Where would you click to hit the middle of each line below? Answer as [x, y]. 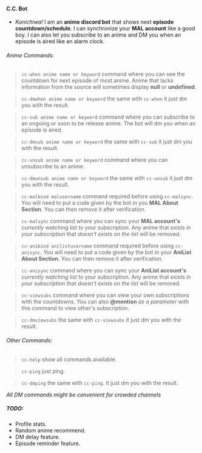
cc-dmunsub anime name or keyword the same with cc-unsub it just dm [107, 178]
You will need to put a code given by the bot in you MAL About [100, 203]
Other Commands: [29, 340]
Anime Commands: [30, 55]
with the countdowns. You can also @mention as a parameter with [105, 302]
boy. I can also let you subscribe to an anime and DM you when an [98, 35]
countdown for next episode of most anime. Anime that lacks [97, 81]
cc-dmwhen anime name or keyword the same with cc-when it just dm [104, 99]
